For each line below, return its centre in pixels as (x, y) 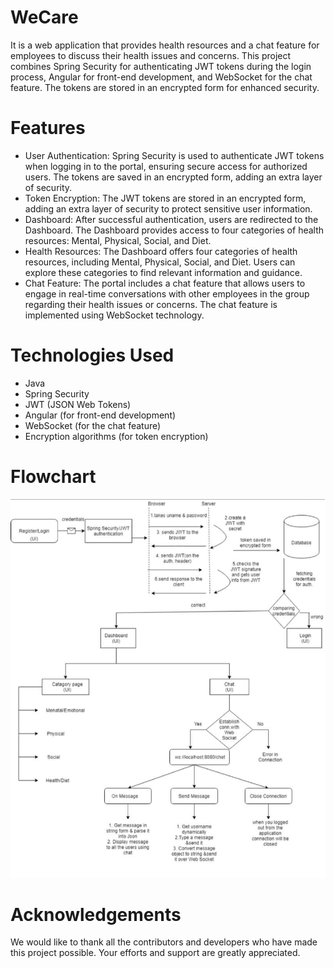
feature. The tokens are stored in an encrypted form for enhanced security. (165, 87)
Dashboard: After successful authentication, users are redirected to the (171, 219)
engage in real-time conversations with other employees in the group (167, 293)
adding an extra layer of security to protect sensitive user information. (168, 208)
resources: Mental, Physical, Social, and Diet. (118, 240)
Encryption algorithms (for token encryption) (116, 436)
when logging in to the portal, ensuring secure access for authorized (166, 166)
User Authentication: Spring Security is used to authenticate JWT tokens (174, 155)
